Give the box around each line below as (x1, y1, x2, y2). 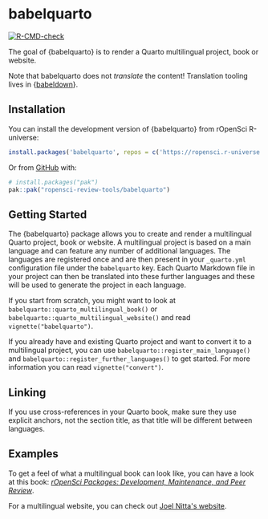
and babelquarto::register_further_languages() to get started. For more (8, 354, 250, 363)
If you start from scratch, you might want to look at (8, 296, 177, 306)
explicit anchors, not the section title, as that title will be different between (8, 416, 253, 425)
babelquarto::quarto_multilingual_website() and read (8, 313, 191, 322)
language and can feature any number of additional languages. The (8, 246, 231, 256)
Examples (8, 447, 59, 461)
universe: (8, 132, 39, 142)
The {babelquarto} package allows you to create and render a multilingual (8, 229, 253, 239)
